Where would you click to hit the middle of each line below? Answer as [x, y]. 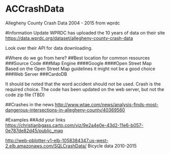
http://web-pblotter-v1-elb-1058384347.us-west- [57, 140]
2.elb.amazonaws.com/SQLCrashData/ [46, 146]
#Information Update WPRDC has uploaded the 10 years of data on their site [85, 33]
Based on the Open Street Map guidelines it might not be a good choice [80, 69]
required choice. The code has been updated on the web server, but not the [85, 89]
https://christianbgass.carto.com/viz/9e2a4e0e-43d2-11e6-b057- [74, 125]
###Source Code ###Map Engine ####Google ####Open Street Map [78, 63]
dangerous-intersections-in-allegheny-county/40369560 [65, 110]
